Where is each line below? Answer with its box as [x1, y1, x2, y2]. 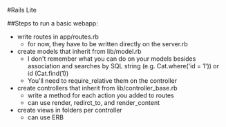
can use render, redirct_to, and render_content [27, 99, 160, 106]
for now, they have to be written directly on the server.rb [27, 40, 188, 48]
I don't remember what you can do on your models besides [27, 55, 196, 63]
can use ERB [27, 113, 64, 121]
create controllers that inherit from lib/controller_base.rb [17, 84, 178, 92]
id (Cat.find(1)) [27, 69, 69, 77]
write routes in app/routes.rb [17, 32, 99, 41]
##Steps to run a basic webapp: [7, 19, 98, 27]
